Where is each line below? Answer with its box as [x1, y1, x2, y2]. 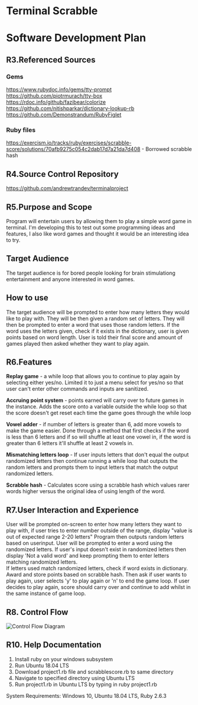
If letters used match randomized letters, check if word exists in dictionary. [6, 565, 188, 572]
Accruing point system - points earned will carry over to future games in [6, 397, 184, 404]
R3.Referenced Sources [6, 54, 96, 65]
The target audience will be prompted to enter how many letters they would [6, 308, 190, 316]
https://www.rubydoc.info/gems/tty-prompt [6, 86, 112, 93]
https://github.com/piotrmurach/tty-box [6, 92, 102, 99]
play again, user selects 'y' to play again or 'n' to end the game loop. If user [6, 577, 190, 584]
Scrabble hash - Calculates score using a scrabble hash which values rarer [6, 481, 190, 489]
